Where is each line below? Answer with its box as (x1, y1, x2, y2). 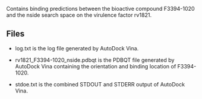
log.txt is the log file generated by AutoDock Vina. (14, 44, 139, 52)
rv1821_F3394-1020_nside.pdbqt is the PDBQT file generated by (14, 56, 175, 64)
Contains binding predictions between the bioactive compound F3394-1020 (6, 5, 195, 12)
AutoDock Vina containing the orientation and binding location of (14, 62, 177, 70)
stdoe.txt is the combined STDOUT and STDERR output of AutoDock (14, 80, 185, 88)
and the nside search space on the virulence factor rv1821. (6, 11, 152, 19)
